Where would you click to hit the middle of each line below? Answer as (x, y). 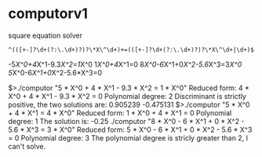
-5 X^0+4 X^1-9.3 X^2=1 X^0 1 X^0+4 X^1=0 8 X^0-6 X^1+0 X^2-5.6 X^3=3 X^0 (125, 64)
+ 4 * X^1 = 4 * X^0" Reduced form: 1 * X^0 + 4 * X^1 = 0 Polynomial (120, 113)
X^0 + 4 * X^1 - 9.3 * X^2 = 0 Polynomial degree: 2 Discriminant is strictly (127, 96)
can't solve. (27, 146)
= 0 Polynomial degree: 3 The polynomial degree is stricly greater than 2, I (128, 137)
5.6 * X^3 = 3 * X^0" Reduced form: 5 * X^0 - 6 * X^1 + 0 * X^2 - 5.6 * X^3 (130, 130)
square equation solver (45, 35)
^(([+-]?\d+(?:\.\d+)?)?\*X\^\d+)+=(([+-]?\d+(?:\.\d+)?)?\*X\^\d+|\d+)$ (131, 49)
